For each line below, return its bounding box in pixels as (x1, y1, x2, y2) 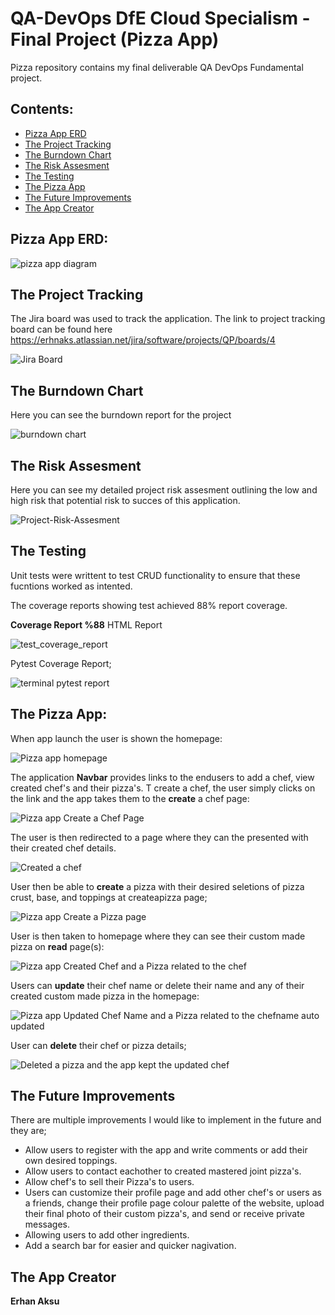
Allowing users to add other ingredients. (24, 1229, 190, 1241)
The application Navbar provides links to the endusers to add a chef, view (10, 771, 315, 783)
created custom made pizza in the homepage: (10, 990, 200, 1002)
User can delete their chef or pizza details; (10, 1039, 187, 1051)
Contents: (10, 101, 74, 118)
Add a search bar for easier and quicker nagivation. (24, 1240, 237, 1252)
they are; (10, 1125, 47, 1137)
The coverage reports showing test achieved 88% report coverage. (10, 599, 288, 611)
